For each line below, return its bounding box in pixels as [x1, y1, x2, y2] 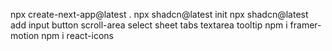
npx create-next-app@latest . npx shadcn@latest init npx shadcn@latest [10, 9, 309, 20]
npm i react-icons [41, 30, 114, 41]
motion [10, 30, 40, 41]
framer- [289, 19, 322, 31]
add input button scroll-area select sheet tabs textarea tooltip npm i [10, 19, 288, 31]
